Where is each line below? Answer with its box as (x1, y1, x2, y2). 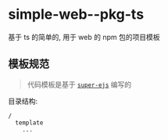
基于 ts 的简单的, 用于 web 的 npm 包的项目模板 (8, 32, 160, 41)
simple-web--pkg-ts (8, 5, 145, 23)
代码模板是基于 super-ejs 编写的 (27, 80, 132, 89)
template (15, 119, 44, 127)
